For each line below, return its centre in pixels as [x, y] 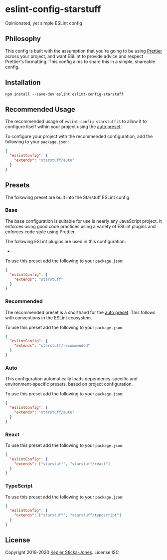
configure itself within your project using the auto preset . [64, 127]
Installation [23, 83]
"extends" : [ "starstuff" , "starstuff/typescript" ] [68, 515]
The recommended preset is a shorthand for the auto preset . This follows [80, 312]
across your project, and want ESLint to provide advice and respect [74, 56]
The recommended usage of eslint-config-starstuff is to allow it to [76, 122]
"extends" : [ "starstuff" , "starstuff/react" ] [62, 464]
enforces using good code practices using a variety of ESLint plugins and [81, 226]
